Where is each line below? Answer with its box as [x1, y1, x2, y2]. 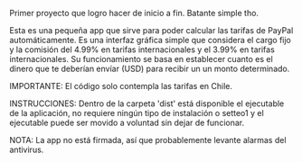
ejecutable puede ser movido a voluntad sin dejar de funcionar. [9, 117, 245, 128]
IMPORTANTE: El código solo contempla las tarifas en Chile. [9, 81, 233, 91]
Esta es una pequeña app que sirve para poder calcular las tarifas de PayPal [9, 25, 294, 35]
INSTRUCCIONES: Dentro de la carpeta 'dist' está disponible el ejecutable [9, 98, 285, 109]
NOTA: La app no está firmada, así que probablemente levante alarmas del [9, 135, 287, 145]
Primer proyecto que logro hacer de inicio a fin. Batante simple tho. [9, 8, 260, 18]
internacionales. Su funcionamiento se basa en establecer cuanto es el [9, 54, 273, 64]
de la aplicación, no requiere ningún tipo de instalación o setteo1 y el [9, 108, 264, 118]
